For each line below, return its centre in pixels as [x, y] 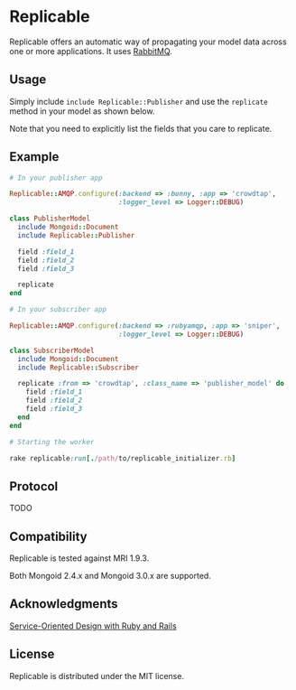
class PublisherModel [50, 219]
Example [34, 157]
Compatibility [48, 536]
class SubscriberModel [52, 350]
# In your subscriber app [58, 310]
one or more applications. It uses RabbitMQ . [91, 51]
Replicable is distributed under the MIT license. [97, 676]
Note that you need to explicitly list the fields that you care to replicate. [141, 128]
